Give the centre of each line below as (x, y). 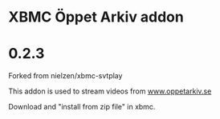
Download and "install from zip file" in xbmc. (82, 107)
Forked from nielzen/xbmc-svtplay (65, 76)
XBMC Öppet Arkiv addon (96, 17)
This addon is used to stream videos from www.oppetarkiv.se (110, 91)
